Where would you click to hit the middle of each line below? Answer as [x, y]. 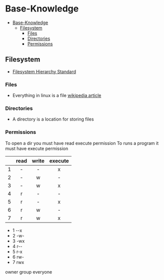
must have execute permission [37, 148]
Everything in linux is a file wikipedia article [57, 95]
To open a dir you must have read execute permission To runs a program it [82, 143]
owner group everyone [29, 272]
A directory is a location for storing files [53, 119]
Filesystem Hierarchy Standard [44, 71]
